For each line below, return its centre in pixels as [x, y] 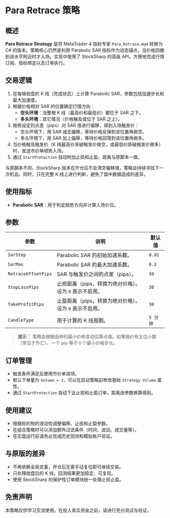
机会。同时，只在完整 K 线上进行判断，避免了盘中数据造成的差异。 [79, 174]
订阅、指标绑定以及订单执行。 [36, 63]
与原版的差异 [25, 454]
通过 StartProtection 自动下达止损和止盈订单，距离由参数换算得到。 [84, 393]
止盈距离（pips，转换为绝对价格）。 [99, 301]
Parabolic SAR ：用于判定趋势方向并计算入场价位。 [66, 205]
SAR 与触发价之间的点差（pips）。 [97, 274]
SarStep [17, 255]
